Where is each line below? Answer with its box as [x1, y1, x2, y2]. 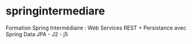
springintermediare [5, 4, 105, 18]
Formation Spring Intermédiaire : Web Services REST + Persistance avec [5, 24, 187, 31]
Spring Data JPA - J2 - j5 [5, 30, 68, 37]
